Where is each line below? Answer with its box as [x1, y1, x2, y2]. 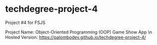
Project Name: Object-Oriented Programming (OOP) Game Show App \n [5, 29, 153, 35]
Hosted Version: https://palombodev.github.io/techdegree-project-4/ [5, 34, 146, 40]
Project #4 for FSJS [5, 20, 46, 25]
